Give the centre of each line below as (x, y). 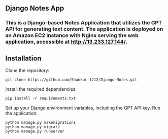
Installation (23, 58)
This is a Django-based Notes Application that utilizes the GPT (84, 23)
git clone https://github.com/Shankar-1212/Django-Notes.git (71, 80)
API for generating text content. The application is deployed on (84, 29)
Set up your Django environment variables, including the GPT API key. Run (83, 108)
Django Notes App (35, 8)
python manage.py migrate (32, 127)
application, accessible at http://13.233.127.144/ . (66, 42)
